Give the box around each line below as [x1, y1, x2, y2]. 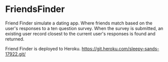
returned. [5, 36, 25, 42]
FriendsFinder [5, 3, 65, 15]
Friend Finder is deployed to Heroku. [5, 45, 81, 51]
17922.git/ [5, 51, 26, 57]
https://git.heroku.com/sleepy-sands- [81, 45, 159, 51]
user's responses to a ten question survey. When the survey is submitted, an [5, 25, 163, 31]
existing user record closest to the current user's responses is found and [5, 30, 155, 36]
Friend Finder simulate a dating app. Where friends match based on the [5, 20, 153, 26]
